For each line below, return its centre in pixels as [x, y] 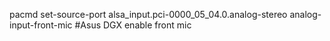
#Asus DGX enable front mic [133, 25]
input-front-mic [41, 25]
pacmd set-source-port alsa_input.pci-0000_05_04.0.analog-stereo [148, 14]
